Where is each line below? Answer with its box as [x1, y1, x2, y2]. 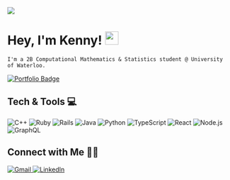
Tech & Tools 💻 [7, 96, 77, 108]
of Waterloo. [7, 62, 46, 69]
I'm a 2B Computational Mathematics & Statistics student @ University [7, 55, 223, 63]
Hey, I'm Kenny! [7, 33, 103, 49]
